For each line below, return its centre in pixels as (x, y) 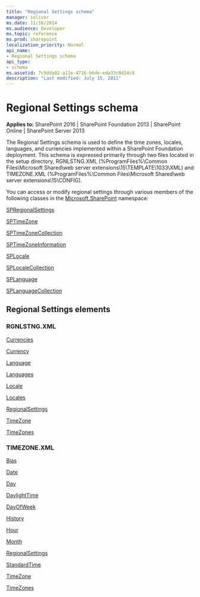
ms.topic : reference (32, 34)
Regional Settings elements (58, 310)
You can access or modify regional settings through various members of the (100, 192)
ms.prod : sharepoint (32, 39)
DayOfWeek (21, 507)
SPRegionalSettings (30, 210)
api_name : (19, 51)
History (15, 518)
